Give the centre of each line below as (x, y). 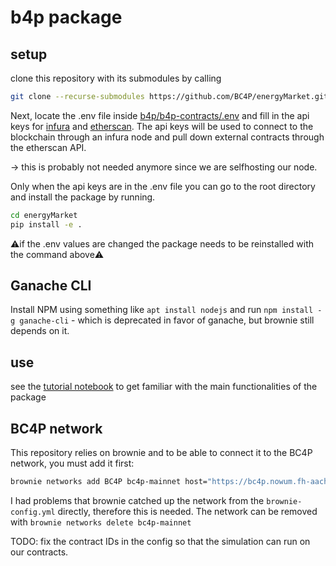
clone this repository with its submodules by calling (116, 78)
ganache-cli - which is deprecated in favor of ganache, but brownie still (167, 320)
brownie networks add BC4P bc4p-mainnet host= (109, 482)
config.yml (33, 512)
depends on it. (40, 331)
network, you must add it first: (72, 463)
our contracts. (39, 552)
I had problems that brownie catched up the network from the (137, 500)
